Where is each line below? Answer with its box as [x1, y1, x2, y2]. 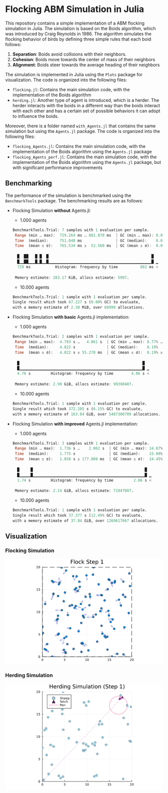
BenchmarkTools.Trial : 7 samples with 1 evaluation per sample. [12, 227, 149, 233]
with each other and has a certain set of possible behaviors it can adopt [12, 108, 160, 114]
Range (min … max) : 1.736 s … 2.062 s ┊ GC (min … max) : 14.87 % [14, 446, 163, 451]
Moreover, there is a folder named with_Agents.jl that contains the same [5, 123, 156, 129]
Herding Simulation [5, 672, 53, 679]
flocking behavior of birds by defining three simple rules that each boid [5, 36, 151, 42]
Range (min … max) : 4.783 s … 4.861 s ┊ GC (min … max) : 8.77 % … [14, 339, 163, 344]
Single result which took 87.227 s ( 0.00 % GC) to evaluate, [12, 300, 140, 305]
